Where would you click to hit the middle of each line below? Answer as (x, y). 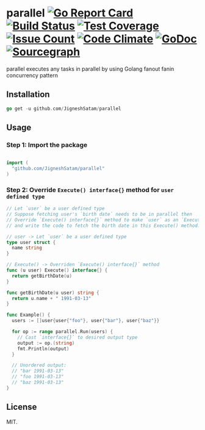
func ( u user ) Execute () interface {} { (57, 271)
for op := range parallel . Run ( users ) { (63, 332)
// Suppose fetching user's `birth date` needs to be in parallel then (99, 214)
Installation (28, 95)
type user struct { (31, 242)
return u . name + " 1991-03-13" (52, 298)
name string (27, 248)
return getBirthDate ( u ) (42, 276)
